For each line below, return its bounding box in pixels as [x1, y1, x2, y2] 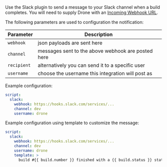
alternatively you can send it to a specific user [37, 62, 145, 69]
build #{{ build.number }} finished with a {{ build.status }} [18, 157, 153, 163]
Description [84, 31, 113, 38]
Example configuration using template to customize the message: [5, 120, 139, 126]
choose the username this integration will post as [37, 70, 153, 77]
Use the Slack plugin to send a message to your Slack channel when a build [5, 4, 161, 10]
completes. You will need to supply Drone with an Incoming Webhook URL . [5, 9, 158, 15]
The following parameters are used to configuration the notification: [5, 19, 144, 25]
